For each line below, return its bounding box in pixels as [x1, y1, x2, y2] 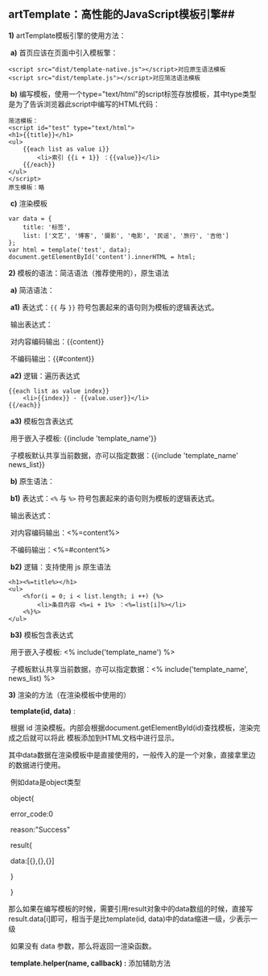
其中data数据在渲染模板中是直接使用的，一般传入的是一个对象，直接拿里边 [8, 749, 256, 760]
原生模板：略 [8, 183, 45, 191]
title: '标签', [23, 223, 72, 231]
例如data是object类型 [10, 777, 81, 786]
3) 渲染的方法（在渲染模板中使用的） [8, 690, 131, 699]
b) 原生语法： [10, 476, 55, 486]
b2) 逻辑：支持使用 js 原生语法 [10, 561, 111, 571]
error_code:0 [10, 809, 54, 819]
